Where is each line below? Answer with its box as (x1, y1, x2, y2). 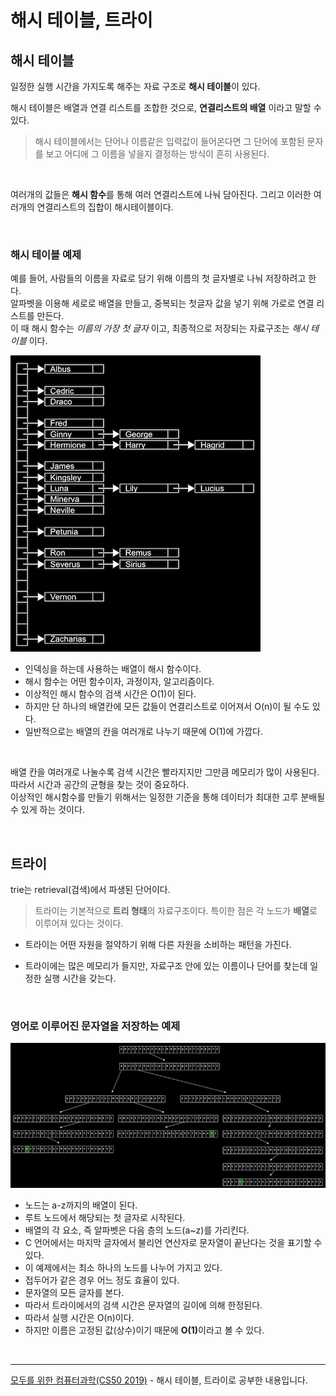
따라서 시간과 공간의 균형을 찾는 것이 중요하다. (10, 779, 190, 791)
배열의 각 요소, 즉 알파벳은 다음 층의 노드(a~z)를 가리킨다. (24, 1224, 250, 1236)
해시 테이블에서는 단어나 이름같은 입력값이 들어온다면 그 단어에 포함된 (34, 136, 305, 147)
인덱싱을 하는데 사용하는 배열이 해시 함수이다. (24, 663, 202, 675)
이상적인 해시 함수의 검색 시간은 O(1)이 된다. (24, 688, 197, 700)
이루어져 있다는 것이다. (34, 917, 124, 930)
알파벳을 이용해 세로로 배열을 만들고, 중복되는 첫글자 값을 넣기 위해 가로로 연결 (10, 297, 315, 310)
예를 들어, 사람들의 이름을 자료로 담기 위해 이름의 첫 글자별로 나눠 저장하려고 (10, 272, 307, 285)
